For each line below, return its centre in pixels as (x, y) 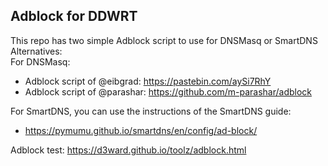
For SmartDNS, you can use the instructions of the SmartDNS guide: (151, 111)
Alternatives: (36, 51)
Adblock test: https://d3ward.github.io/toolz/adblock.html (128, 150)
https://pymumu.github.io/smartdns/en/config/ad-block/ (141, 130)
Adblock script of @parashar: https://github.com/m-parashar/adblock (168, 91)
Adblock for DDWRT (74, 16)
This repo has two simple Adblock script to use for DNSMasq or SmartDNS (164, 40)
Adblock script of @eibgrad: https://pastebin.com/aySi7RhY (148, 81)
